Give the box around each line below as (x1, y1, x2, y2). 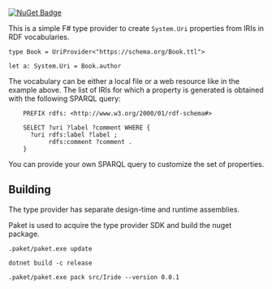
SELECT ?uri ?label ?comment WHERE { (23, 124, 151, 132)
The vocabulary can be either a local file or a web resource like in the (8, 77, 240, 85)
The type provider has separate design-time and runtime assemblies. (8, 204, 240, 214)
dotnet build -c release (8, 259, 93, 267)
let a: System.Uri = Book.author (8, 62, 122, 70)
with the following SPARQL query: (8, 94, 121, 103)
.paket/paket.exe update (8, 244, 93, 252)
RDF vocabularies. (8, 33, 70, 42)
